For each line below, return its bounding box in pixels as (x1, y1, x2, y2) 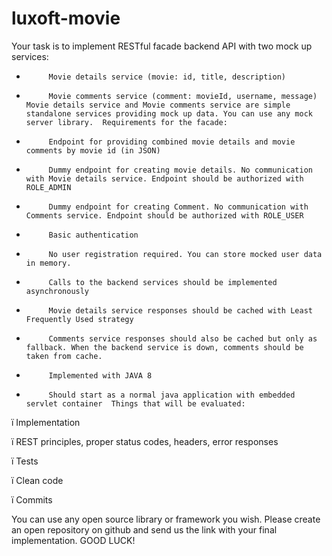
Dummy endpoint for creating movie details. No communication (48, 165, 313, 175)
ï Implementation (11, 416, 81, 428)
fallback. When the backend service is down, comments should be (25, 342, 304, 352)
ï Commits (11, 493, 53, 506)
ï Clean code (11, 474, 64, 486)
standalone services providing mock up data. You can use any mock (25, 108, 313, 119)
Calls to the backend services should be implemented (48, 277, 278, 287)
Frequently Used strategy (25, 314, 134, 324)
